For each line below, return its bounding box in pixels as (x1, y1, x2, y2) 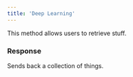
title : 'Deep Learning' (7, 10, 76, 17)
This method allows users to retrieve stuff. (7, 29, 127, 37)
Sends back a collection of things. (7, 61, 104, 69)
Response (7, 46, 41, 56)
